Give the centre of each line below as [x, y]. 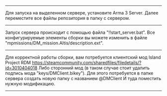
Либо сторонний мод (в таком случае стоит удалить [94, 68]
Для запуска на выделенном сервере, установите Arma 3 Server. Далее [82, 13]
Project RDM [18, 62]
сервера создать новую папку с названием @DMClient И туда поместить [83, 78]
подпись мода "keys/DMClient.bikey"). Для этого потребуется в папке [79, 73]
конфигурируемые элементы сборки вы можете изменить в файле [76, 38]
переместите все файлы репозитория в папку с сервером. [68, 18]
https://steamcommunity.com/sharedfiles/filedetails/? [87, 62]
